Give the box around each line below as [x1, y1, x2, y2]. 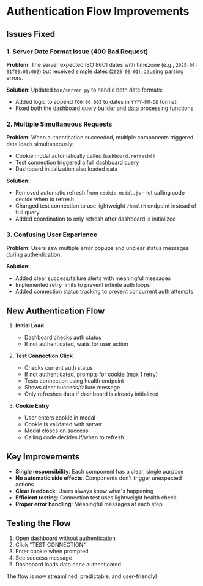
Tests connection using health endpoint [24, 377, 124, 385]
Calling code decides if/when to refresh [24, 434, 124, 441]
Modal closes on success [24, 427, 89, 434]
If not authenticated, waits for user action [24, 340, 128, 348]
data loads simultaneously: [6, 140, 74, 148]
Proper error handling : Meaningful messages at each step [15, 501, 163, 508]
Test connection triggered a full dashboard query [15, 158, 139, 166]
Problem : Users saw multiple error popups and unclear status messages [6, 244, 190, 252]
